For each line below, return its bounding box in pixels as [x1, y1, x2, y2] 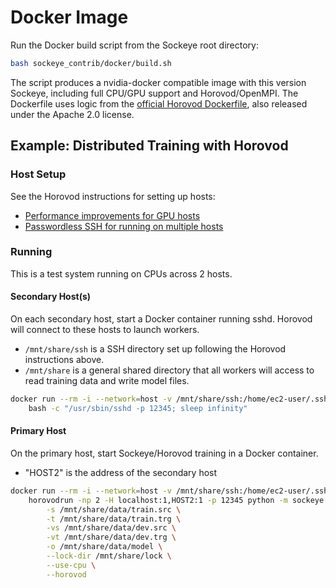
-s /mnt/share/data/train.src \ [46, 504, 182, 515]
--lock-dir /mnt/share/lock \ [46, 551, 172, 561]
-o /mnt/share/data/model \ [46, 542, 163, 552]
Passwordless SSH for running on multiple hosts [24, 220, 224, 232]
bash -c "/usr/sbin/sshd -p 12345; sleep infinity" [28, 403, 248, 413]
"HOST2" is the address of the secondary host [24, 466, 218, 478]
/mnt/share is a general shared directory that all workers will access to [24, 364, 315, 376]
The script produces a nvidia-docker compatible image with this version [10, 76, 307, 88]
